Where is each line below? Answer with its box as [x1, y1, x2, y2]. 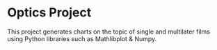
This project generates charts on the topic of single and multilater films [7, 27, 211, 36]
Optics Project [7, 5, 92, 21]
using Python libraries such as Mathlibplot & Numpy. [7, 34, 157, 42]
